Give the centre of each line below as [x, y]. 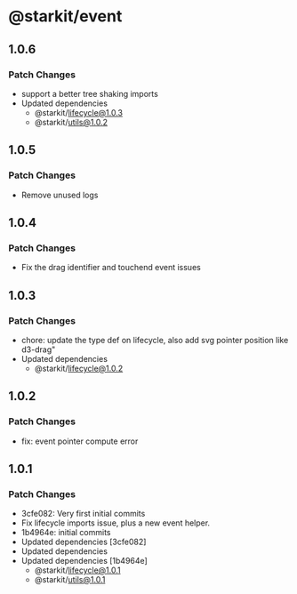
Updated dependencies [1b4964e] [84, 561]
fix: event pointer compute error [80, 441]
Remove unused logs [60, 195]
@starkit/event [65, 16]
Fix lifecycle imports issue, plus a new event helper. [116, 523]
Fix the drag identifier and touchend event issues [111, 268]
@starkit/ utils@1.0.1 [70, 580]
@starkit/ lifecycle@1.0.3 [79, 112]
